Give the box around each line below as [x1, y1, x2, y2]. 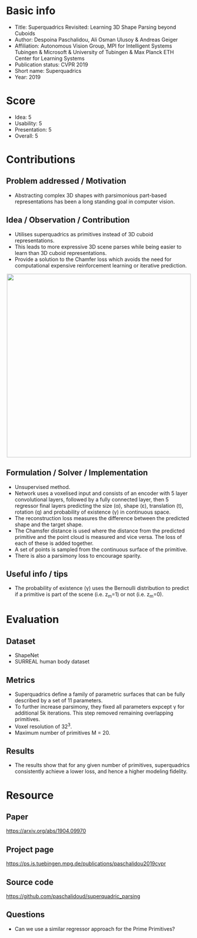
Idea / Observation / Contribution [6, 215, 130, 225]
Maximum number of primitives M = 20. [14, 729, 111, 736]
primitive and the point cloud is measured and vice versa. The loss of [14, 533, 182, 540]
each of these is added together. [14, 540, 94, 547]
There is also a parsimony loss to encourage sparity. [14, 552, 142, 559]
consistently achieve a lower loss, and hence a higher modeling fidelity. [14, 768, 188, 775]
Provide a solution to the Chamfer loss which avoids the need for [14, 256, 172, 263]
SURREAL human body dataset [14, 658, 90, 665]
